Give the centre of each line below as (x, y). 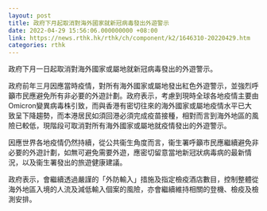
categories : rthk (37, 45)
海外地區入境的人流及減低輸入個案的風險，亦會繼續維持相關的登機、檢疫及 (130, 190)
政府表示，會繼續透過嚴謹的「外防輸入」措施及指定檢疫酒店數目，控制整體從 (133, 179)
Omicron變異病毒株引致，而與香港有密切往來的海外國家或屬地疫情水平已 (127, 106)
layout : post (30, 16)
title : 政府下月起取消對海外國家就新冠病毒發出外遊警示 (89, 23)
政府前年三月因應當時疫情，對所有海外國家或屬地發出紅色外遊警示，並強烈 (130, 86)
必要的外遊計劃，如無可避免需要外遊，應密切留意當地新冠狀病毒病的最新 (126, 153)
